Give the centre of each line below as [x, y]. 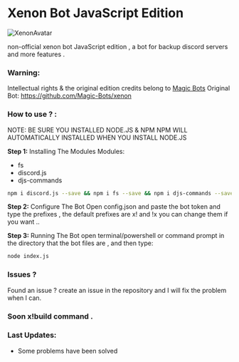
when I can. [25, 298]
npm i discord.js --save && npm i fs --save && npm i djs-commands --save [121, 193]
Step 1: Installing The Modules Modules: [66, 151]
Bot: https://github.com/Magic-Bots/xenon [69, 96]
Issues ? [22, 274]
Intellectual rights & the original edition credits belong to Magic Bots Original [119, 88]
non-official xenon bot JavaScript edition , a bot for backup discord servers [118, 46]
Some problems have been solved [68, 351]
